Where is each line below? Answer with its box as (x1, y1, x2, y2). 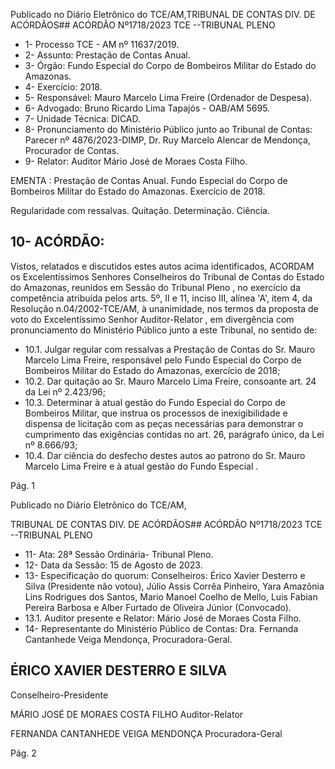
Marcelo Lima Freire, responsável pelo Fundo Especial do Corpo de (24, 354, 302, 366)
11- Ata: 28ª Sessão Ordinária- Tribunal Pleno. (24, 548, 214, 560)
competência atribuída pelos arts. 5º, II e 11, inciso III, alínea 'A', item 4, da (10, 292, 313, 304)
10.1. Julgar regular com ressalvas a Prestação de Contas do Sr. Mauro (24, 343, 316, 355)
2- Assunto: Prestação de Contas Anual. (24, 49, 191, 61)
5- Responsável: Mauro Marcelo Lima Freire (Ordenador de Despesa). (24, 92, 313, 103)
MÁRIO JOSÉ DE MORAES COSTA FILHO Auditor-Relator (10, 708, 244, 720)
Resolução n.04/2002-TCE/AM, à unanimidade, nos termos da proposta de (10, 302, 319, 314)
